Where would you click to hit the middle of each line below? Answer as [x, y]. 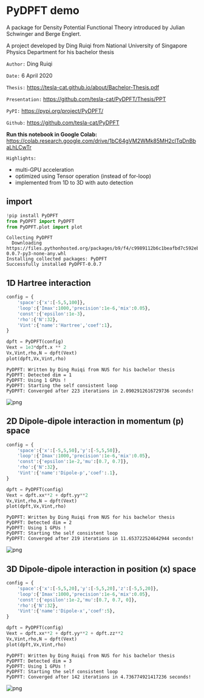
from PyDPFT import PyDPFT [40, 221]
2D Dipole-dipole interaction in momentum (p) [95, 422]
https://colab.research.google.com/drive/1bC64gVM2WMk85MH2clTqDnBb [101, 141]
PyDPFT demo [43, 11]
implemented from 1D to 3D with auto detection [74, 182]
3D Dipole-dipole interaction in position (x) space [101, 569]
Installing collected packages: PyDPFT [57, 259]
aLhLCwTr [19, 147]
